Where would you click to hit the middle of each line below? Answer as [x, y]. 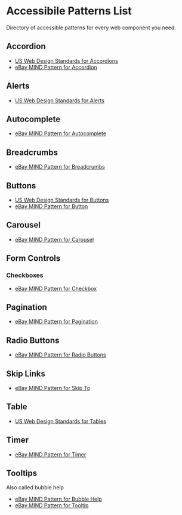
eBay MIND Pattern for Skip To [53, 388]
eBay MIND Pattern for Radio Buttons [60, 355]
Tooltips [22, 473]
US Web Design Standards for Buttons [62, 200]
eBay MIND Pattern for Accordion [56, 67]
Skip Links [26, 374]
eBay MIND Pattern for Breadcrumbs [60, 167]
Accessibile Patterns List [69, 11]
